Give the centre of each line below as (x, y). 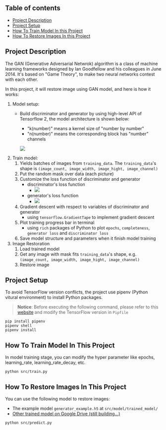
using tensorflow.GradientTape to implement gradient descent (91, 217)
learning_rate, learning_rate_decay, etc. (45, 362)
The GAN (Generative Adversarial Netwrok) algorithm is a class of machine (82, 64)
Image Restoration (31, 243)
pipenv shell (19, 326)
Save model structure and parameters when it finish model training (88, 238)
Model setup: (26, 104)
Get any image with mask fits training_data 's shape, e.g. (78, 254)
